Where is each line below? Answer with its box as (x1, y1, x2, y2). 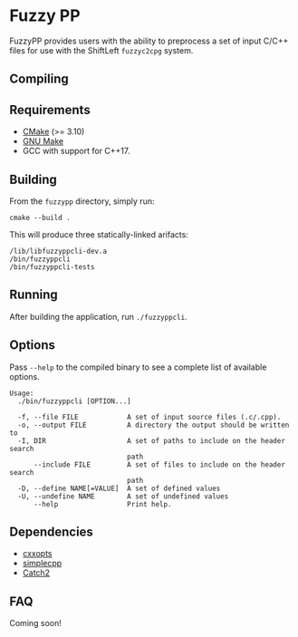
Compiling (9, 72, 70, 87)
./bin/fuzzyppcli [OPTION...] (17, 396, 131, 406)
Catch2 (22, 567, 51, 578)
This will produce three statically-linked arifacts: (9, 228, 188, 240)
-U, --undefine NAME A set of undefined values (17, 491, 229, 501)
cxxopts (22, 548, 53, 559)
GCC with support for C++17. (22, 146, 130, 157)
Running (9, 287, 59, 303)
